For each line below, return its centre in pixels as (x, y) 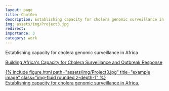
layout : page (19, 10)
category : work (21, 38)
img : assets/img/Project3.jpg (37, 24)
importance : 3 (20, 33)
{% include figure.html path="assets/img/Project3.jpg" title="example (78, 72)
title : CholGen (21, 15)
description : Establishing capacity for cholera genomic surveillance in (85, 19)
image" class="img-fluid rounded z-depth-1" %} (56, 77)
